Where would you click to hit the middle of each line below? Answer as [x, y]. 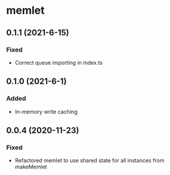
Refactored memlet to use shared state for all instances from [89, 161]
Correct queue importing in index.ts [59, 62]
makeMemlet [31, 167]
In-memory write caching [46, 111]
